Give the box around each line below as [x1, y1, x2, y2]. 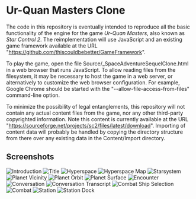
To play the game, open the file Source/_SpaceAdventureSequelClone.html [6, 60, 189, 67]
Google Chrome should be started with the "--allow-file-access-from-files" [6, 85, 189, 92]
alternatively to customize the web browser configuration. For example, [6, 78, 180, 86]
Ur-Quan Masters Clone [6, 4, 126, 17]
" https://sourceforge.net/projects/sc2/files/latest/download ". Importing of [6, 122, 186, 129]
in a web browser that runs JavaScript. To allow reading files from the [6, 66, 176, 73]
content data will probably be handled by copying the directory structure [6, 128, 184, 135]
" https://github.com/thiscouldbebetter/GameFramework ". [6, 48, 146, 55]
